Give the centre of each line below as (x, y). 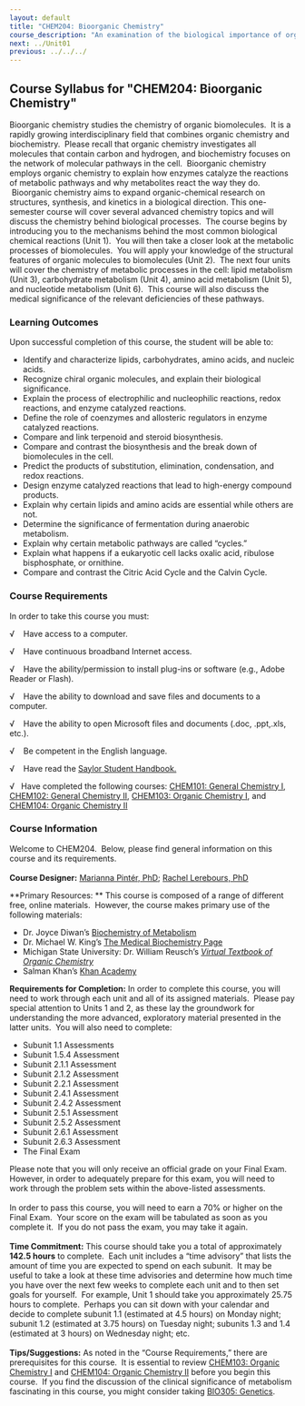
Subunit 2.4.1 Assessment (71, 1093)
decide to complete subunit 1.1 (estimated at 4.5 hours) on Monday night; (145, 1314)
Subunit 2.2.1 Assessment (71, 1083)
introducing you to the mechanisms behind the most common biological (143, 231)
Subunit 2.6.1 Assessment (70, 1132)
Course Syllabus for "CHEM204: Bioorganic (136, 89)
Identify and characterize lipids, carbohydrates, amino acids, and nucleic (158, 359)
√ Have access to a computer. (69, 633)
